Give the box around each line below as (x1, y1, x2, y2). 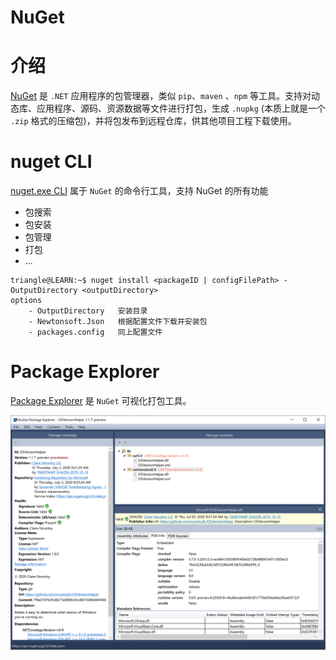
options (10, 296, 43, 306)
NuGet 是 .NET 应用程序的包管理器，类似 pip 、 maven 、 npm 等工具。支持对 (10, 90, 312, 102)
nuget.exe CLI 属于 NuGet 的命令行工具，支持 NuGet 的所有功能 (10, 185, 269, 197)
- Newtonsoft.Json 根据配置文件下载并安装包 (28, 317, 208, 327)
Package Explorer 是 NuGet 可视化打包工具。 (10, 395, 192, 406)
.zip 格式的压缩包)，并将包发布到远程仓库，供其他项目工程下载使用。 (10, 115, 297, 127)
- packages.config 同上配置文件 (28, 327, 163, 338)
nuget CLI (10, 151, 93, 173)
